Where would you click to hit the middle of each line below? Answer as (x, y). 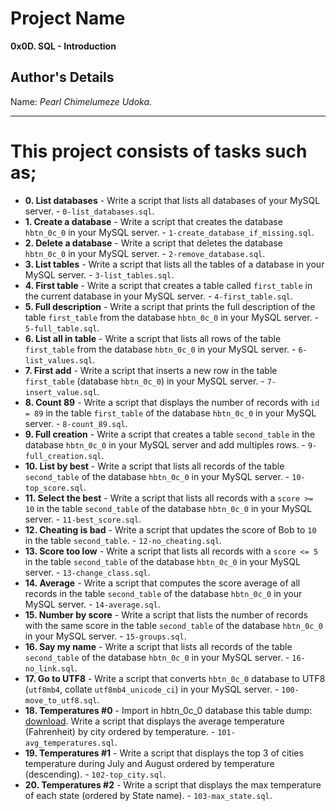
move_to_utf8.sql (61, 700)
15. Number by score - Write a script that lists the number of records (166, 614)
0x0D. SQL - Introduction (63, 46)
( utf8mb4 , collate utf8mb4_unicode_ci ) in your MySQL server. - (152, 689)
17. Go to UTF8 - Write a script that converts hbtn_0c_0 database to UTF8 (175, 678)
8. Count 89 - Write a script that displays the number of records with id (172, 402)
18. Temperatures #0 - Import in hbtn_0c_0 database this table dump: (168, 710)
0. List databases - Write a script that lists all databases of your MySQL (172, 200)
